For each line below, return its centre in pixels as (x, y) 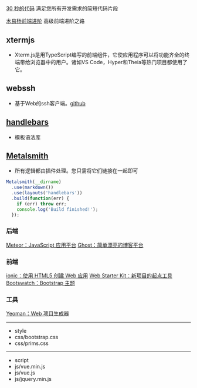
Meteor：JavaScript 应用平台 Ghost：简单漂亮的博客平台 (75, 245)
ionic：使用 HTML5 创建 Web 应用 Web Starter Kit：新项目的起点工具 (89, 276)
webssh (21, 89)
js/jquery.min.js (33, 379)
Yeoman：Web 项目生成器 (38, 314)
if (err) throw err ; (42, 204)
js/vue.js (25, 373)
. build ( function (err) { (40, 198)
